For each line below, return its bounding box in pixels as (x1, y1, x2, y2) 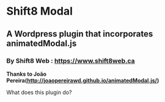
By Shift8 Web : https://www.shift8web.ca (6, 56, 136, 65)
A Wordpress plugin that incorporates (6, 29, 153, 39)
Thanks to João (6, 70, 47, 78)
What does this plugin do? (6, 89, 72, 96)
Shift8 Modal (6, 4, 73, 18)
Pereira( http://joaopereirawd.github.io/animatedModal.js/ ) (6, 76, 159, 84)
